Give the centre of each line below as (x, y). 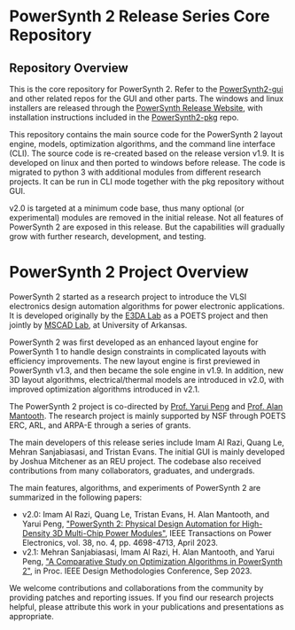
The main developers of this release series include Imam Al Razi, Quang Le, (147, 442)
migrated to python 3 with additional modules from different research (135, 172)
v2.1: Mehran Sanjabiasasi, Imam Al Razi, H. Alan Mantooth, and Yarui (148, 552)
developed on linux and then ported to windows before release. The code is (147, 163)
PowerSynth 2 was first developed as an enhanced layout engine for (134, 342)
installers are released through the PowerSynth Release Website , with (136, 108)
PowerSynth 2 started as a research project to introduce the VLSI (128, 296)
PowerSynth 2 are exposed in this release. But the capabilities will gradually (147, 227)
